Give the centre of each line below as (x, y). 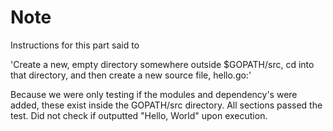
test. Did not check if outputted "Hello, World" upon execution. (139, 115)
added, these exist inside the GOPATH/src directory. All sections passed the (166, 105)
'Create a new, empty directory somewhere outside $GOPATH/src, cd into (162, 64)
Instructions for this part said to (75, 45)
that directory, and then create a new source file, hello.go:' (131, 75)
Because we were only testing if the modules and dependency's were (154, 94)
